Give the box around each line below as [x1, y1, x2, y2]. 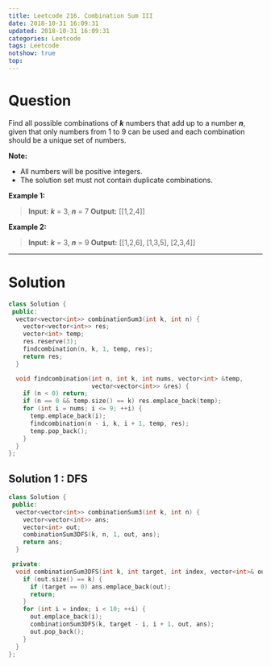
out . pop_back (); [29, 627, 85, 635]
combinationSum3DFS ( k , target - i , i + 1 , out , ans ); [29, 620, 215, 629]
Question [8, 92, 71, 110]
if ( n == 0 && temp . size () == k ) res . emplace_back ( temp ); [23, 397, 222, 406]
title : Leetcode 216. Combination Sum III [8, 11, 153, 20]
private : [11, 560, 42, 568]
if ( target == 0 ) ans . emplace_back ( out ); [29, 582, 172, 591]
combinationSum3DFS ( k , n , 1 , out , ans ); [23, 531, 161, 539]
